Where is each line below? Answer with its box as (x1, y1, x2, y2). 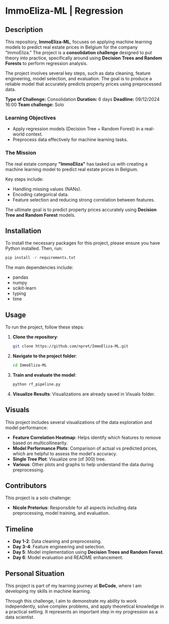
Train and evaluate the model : (12, 372, 77, 378)
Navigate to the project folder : (12, 353, 77, 359)
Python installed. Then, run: (5, 245, 63, 251)
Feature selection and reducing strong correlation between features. (12, 196, 155, 203)
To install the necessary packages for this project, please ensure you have (5, 240, 160, 246)
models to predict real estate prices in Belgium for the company (5, 44, 138, 50)
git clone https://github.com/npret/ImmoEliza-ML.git (12, 344, 129, 349)
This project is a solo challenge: (5, 495, 72, 501)
